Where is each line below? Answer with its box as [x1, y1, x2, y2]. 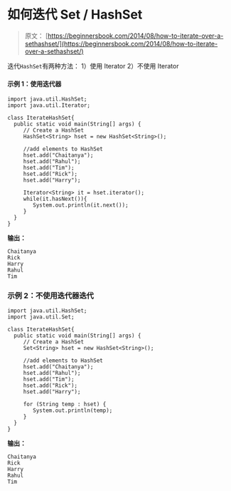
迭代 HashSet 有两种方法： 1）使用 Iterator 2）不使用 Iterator [7, 61, 179, 70]
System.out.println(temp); [33, 407, 113, 414]
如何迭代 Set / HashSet [7, 6, 143, 23]
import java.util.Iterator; [7, 102, 91, 109]
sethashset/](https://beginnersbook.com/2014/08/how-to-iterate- [24, 39, 218, 48]
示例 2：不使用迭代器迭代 [7, 291, 95, 301]
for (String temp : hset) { [23, 400, 107, 408]
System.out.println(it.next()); [33, 202, 129, 209]
